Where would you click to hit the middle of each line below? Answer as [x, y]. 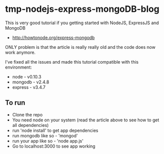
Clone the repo [27, 115]
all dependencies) [31, 125]
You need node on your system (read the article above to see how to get [85, 120]
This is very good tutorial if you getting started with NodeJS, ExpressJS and [82, 23]
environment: [18, 67]
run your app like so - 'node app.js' [48, 141]
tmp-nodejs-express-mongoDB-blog [82, 9]
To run [15, 103]
